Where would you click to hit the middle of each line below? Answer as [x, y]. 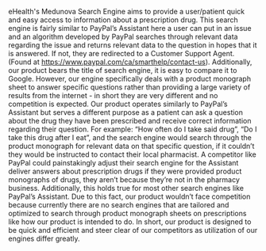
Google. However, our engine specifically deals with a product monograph [130, 79]
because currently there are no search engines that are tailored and [119, 205]
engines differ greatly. [44, 238]
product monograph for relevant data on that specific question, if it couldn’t [131, 146]
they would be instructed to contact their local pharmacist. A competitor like [132, 154]
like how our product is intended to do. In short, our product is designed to [130, 222]
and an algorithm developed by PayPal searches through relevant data [123, 36]
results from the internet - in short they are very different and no [113, 95]
